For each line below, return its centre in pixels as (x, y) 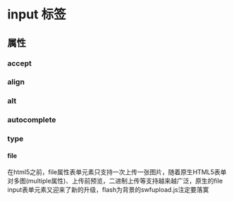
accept (19, 63)
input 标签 (37, 14)
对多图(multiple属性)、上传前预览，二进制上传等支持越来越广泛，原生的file (115, 181)
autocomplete (32, 120)
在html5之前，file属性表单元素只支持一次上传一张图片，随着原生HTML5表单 (117, 172)
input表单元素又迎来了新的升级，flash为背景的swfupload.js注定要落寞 (108, 190)
